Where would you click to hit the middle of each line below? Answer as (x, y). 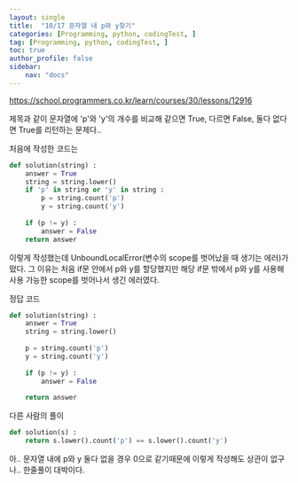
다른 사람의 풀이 (37, 416)
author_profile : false (51, 58)
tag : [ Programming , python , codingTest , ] (89, 42)
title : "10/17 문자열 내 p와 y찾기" (72, 26)
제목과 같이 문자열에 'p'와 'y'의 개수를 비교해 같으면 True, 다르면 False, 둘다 (140, 118)
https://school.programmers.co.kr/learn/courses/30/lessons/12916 (131, 100)
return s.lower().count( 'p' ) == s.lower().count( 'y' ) (126, 440)
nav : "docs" (47, 75)
